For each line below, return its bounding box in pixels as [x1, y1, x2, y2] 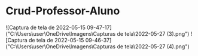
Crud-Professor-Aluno [5, 4, 120, 18]
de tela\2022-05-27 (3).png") [117, 30, 190, 37]
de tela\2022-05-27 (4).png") [117, 43, 190, 50]
